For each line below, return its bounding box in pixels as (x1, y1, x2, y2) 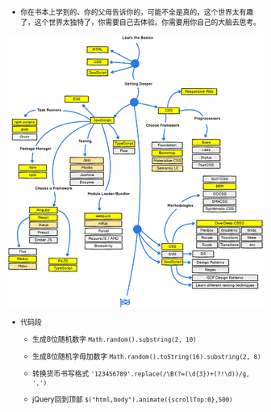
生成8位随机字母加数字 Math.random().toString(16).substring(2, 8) (31, 351, 261, 361)
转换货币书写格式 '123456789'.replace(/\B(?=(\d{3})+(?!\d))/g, (31, 368, 250, 378)
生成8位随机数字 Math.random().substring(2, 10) (31, 334, 197, 344)
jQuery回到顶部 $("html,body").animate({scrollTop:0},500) (31, 394, 233, 404)
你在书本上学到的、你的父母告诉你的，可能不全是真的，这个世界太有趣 (19, 7, 254, 16)
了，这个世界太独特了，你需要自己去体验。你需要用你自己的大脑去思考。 (19, 17, 261, 27)
